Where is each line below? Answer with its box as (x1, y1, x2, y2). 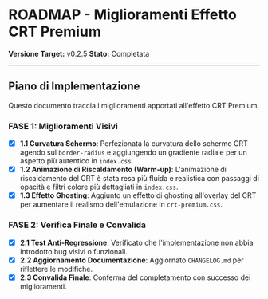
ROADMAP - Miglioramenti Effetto (8, 6, 237, 24)
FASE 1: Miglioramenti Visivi (8, 120, 118, 132)
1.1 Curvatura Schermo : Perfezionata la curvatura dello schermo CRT (19, 139, 249, 148)
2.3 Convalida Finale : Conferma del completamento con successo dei (19, 273, 251, 282)
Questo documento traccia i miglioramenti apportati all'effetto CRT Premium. (8, 100, 260, 110)
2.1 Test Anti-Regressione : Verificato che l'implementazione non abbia (19, 238, 254, 247)
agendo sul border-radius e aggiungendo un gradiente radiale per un (19, 148, 247, 157)
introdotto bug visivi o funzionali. (19, 246, 128, 256)
